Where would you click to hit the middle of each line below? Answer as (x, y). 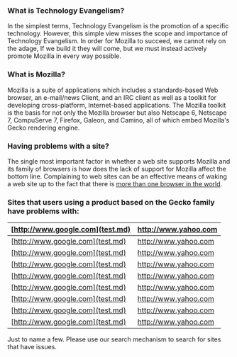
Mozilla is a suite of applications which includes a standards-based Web (113, 90)
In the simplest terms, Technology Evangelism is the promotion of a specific (118, 26)
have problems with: (43, 211)
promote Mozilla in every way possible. (65, 56)
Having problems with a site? (59, 146)
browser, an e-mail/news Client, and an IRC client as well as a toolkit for (112, 97)
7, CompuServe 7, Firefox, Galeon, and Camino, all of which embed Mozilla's (118, 120)
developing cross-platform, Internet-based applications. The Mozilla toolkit (117, 105)
